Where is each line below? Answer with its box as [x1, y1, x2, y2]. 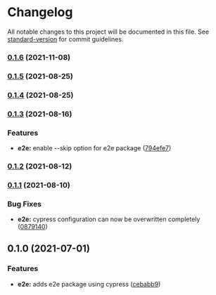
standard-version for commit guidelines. [7, 34, 124, 43]
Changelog [7, 4, 73, 20]
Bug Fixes [7, 199, 42, 209]
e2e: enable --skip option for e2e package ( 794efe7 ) [17, 143, 172, 152]
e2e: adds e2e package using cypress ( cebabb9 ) [17, 280, 161, 288]
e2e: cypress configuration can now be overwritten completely [17, 215, 201, 223]
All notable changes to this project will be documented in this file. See [7, 27, 210, 36]
